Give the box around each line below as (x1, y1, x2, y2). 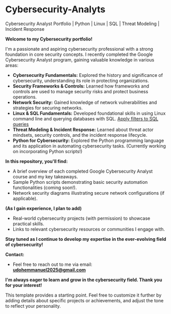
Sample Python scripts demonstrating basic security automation (12, 179, 148, 185)
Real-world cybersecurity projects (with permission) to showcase (12, 215, 151, 221)
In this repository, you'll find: (5, 158, 68, 164)
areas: (5, 62, 19, 68)
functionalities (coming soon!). (12, 184, 77, 191)
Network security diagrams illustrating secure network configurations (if (12, 190, 165, 196)
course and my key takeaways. (12, 173, 78, 180)
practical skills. (12, 220, 44, 226)
